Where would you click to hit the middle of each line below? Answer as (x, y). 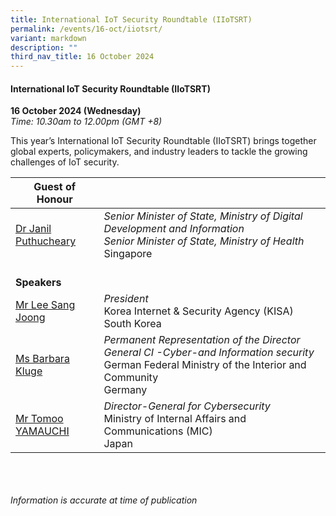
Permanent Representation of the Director (202, 340)
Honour (54, 199)
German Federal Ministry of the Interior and (205, 365)
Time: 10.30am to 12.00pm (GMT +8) (86, 122)
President (126, 299)
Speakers (38, 283)
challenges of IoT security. (65, 162)
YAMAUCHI (42, 431)
